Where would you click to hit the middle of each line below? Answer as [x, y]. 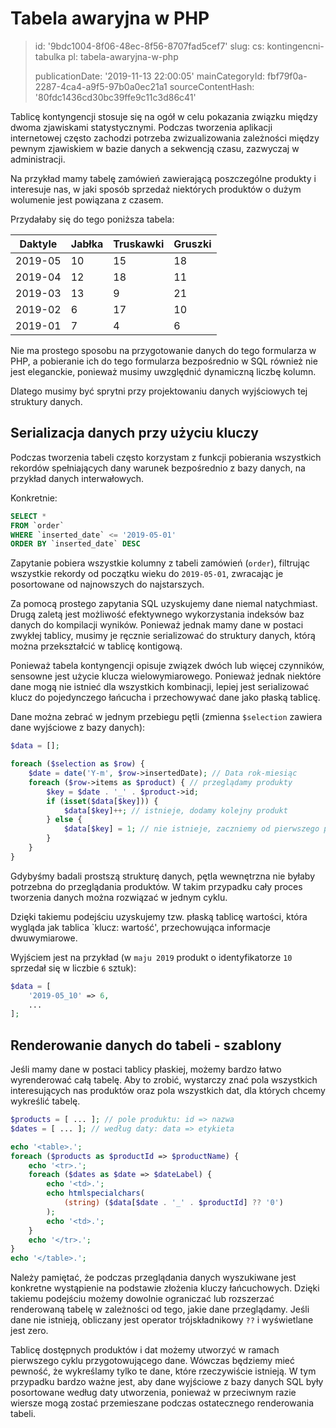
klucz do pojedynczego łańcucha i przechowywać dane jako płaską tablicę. [165, 698]
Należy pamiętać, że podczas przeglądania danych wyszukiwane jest [153, 1278]
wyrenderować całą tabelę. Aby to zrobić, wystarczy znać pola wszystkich [164, 1080]
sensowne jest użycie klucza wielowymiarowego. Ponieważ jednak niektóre [166, 676]
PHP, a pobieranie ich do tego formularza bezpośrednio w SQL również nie [164, 361]
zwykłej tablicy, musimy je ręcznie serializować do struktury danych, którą [163, 636]
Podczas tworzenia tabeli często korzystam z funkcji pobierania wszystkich [166, 457]
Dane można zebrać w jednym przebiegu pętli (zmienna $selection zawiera [166, 717]
